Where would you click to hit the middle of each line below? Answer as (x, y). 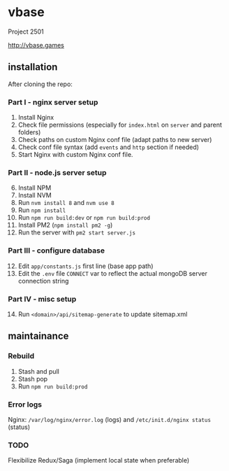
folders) (29, 132)
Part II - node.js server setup (57, 172)
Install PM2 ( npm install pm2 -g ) (65, 225)
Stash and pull (39, 371)
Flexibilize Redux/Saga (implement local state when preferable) (99, 461)
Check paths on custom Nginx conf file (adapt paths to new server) (115, 140)
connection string (43, 281)
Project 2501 (26, 31)
